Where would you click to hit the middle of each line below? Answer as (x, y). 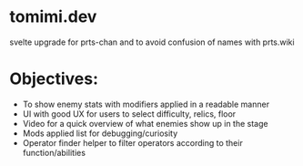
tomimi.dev (53, 17)
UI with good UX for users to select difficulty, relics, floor (129, 114)
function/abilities (54, 152)
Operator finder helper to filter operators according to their (132, 142)
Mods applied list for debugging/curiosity (100, 133)
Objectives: (54, 79)
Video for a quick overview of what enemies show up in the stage (145, 123)
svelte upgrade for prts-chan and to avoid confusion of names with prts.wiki (152, 42)
